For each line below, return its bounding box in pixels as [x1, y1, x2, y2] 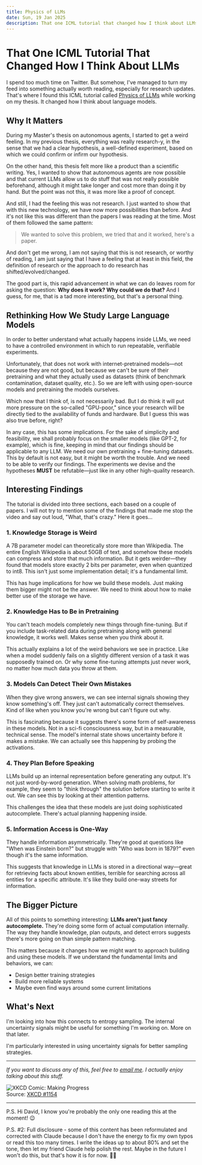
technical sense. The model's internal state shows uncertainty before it [6, 731, 182, 738]
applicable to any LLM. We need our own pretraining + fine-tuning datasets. [6, 447, 194, 455]
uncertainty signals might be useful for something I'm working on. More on [6, 1024, 191, 1031]
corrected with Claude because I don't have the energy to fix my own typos [6, 1132, 194, 1140]
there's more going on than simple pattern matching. [6, 935, 136, 942]
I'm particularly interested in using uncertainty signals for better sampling [6, 1042, 188, 1049]
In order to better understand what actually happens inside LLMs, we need [6, 336, 191, 343]
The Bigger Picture [6, 900, 78, 910]
